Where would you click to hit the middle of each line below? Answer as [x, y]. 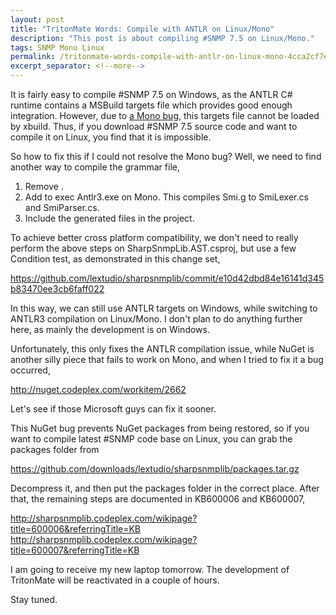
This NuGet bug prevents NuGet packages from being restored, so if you [160, 428]
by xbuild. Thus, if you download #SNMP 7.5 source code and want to [154, 126]
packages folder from [55, 449]
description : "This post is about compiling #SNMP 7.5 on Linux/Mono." [162, 38]
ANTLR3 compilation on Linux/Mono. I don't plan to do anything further [156, 319]
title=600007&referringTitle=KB [75, 550]
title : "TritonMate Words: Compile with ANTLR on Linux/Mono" [142, 29]
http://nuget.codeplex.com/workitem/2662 [98, 389]
